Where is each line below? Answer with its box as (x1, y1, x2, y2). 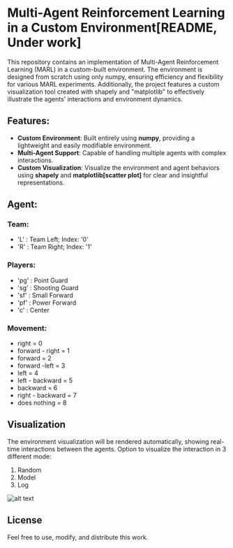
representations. (17, 178, 65, 187)
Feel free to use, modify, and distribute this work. (7, 533, 149, 541)
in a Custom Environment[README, (7, 20, 218, 36)
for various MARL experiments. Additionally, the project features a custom (7, 80, 220, 88)
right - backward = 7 (17, 391, 77, 400)
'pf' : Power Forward (17, 298, 77, 307)
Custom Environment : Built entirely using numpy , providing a (17, 134, 195, 142)
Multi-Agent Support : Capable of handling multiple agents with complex (17, 148, 227, 157)
